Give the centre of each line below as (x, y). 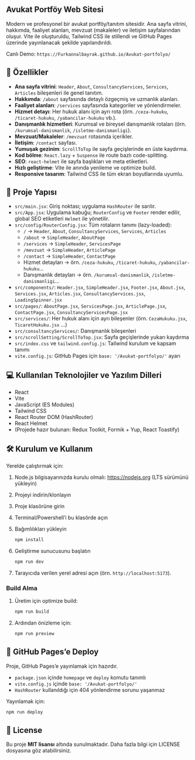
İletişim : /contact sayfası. (46, 143)
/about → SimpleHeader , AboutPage (64, 238)
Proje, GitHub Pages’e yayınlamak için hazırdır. (62, 666)
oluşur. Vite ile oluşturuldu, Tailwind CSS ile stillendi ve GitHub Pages (89, 36)
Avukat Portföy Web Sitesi (55, 10)
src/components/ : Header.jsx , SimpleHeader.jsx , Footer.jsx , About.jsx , (100, 288)
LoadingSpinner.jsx (38, 300)
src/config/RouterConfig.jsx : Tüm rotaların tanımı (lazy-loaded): (93, 225)
